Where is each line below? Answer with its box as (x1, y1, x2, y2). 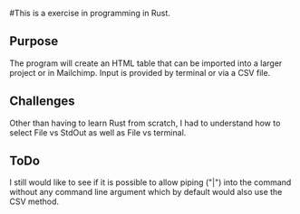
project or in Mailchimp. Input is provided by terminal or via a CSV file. (9, 67, 271, 78)
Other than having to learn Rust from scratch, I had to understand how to (9, 117, 281, 128)
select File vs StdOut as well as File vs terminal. (9, 126, 187, 138)
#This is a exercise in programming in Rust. (9, 8, 170, 18)
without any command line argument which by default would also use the (9, 187, 283, 198)
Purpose (9, 33, 59, 49)
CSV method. (9, 196, 60, 207)
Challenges (9, 94, 75, 109)
